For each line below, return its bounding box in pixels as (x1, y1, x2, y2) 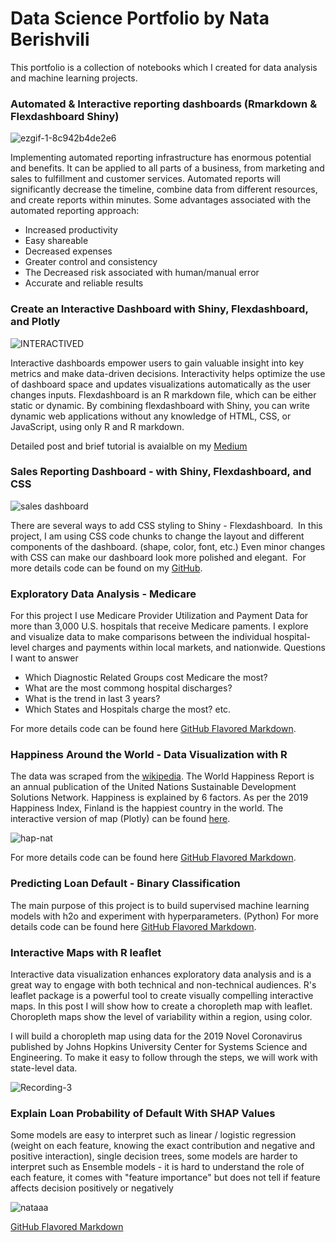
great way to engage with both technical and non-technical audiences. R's (10, 979, 317, 991)
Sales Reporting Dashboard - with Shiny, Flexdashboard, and (10, 465, 312, 479)
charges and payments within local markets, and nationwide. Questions (31, 642, 326, 654)
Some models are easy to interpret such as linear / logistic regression (10, 1129, 297, 1141)
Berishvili (10, 28, 90, 51)
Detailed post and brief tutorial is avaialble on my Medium (10, 440, 248, 452)
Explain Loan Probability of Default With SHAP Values (10, 1106, 276, 1120)
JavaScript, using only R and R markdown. (10, 420, 185, 432)
